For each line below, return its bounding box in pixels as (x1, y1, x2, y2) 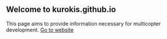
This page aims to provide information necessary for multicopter (6, 20, 161, 27)
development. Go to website (6, 26, 74, 33)
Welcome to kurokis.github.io (6, 5, 116, 15)
